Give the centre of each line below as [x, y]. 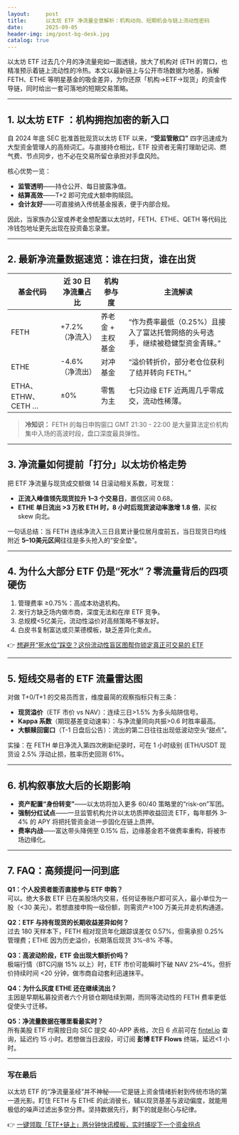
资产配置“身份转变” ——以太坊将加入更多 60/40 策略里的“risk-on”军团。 [123, 804]
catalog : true [28, 41]
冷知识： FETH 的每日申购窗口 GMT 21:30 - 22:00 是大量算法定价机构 [127, 424]
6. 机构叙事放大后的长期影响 [69, 786]
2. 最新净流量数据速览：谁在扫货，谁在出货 [102, 260]
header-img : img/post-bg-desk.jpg [59, 34]
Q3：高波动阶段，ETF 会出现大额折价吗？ [68, 955]
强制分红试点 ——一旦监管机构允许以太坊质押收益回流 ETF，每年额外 [118, 813]
